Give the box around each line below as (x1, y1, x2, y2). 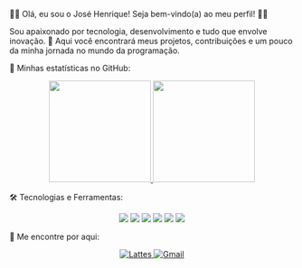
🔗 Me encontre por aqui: (9, 231, 99, 242)
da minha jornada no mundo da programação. (9, 45, 181, 56)
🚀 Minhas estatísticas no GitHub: (9, 63, 131, 73)
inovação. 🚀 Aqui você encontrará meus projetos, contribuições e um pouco (9, 36, 293, 46)
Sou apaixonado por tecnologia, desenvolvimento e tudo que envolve (9, 26, 268, 36)
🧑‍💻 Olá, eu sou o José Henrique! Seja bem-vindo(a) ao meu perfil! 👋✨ (9, 9, 269, 19)
